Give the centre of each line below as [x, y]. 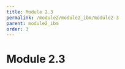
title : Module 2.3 [30, 12]
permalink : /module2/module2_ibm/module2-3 [63, 18]
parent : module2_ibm [33, 23]
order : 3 [17, 29]
